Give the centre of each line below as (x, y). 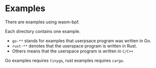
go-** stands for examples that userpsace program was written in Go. (82, 41)
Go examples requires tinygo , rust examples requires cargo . (65, 60)
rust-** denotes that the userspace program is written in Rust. (74, 46)
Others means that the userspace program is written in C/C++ (73, 51)
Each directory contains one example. (43, 31)
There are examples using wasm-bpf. (42, 22)
